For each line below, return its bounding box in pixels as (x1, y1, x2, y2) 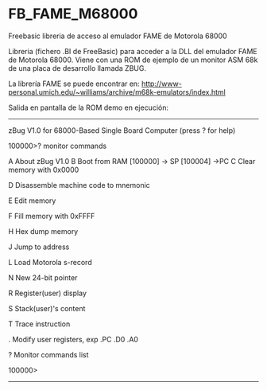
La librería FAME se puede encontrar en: (8, 79, 141, 88)
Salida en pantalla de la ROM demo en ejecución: (8, 103, 169, 112)
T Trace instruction (8, 319, 71, 329)
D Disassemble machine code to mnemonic (8, 180, 151, 189)
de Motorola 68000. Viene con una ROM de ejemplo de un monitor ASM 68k (8, 55, 258, 64)
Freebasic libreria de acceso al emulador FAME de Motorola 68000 (8, 31, 228, 41)
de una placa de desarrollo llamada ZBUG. (8, 63, 147, 72)
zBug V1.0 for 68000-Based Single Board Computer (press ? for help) (8, 125, 236, 135)
